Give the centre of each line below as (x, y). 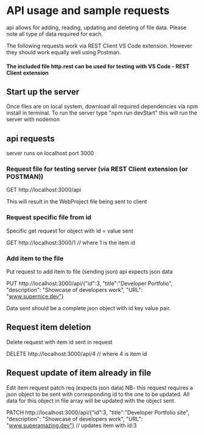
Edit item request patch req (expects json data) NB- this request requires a (100, 387)
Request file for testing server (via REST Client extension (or (97, 169)
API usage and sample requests (88, 11)
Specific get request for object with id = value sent (70, 231)
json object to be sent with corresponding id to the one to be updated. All (98, 394)
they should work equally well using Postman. (64, 52)
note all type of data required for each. (55, 34)
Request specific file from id (49, 217)
